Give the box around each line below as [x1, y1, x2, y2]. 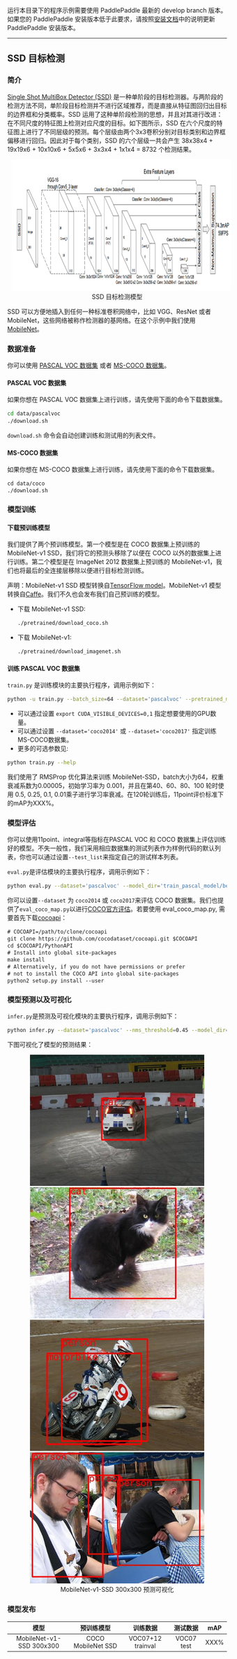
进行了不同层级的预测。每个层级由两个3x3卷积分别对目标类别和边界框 [25, 127, 226, 136]
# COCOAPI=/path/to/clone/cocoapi [7, 929, 108, 936]
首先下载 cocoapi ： [13, 914, 68, 922]
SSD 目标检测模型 [91, 292, 143, 301]
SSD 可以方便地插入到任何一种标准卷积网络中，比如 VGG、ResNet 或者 [7, 307, 211, 316]
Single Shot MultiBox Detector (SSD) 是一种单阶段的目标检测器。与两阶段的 [7, 92, 224, 101]
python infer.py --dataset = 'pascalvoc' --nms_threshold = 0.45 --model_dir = [7, 1027, 229, 1034]
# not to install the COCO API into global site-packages [7, 970, 179, 977]
